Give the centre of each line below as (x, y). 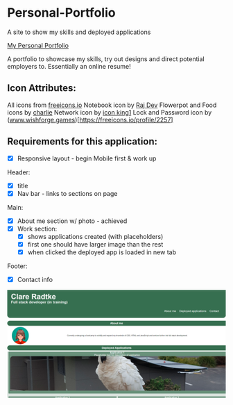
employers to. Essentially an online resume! (69, 66)
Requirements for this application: (83, 141)
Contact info (35, 280)
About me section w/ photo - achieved (72, 221)
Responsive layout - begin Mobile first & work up (87, 158)
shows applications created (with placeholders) (95, 236)
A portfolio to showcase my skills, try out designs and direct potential (106, 59)
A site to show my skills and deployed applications (79, 32)
